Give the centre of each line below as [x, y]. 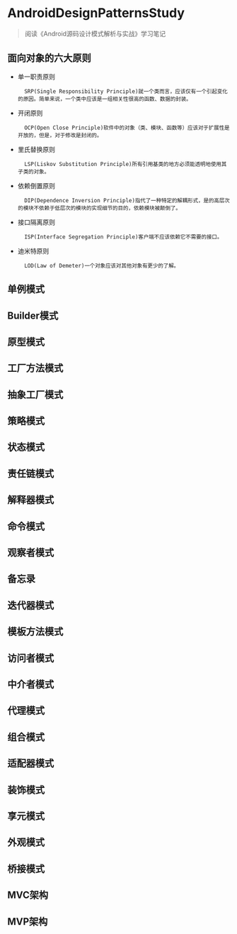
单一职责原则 [36, 77]
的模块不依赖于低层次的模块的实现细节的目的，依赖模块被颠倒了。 [99, 208]
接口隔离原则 [36, 222]
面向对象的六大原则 [49, 58]
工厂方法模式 [35, 368]
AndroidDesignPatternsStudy [96, 13]
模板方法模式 [35, 632]
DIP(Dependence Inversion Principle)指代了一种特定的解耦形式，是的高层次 [127, 200]
